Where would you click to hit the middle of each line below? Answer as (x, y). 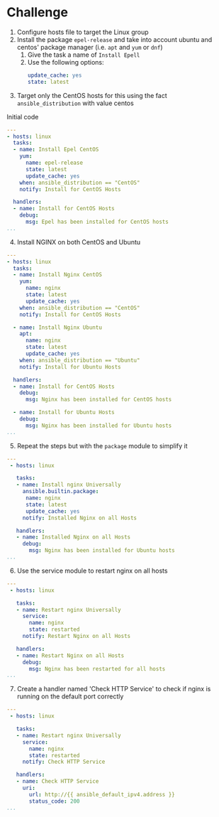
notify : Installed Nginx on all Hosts (80, 518)
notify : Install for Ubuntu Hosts (70, 367)
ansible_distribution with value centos (75, 103)
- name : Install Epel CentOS (56, 150)
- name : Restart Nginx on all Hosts (70, 655)
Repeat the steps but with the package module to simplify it (102, 445)
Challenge (38, 12)
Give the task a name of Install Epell (84, 55)
